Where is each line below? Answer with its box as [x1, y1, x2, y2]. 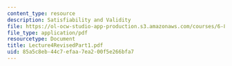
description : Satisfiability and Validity [7, 16, 131, 23]
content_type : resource [7, 10, 76, 17]
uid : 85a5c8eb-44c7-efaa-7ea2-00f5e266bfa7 [7, 49, 135, 56]
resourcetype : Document [7, 36, 76, 43]
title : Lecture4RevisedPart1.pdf [7, 42, 104, 49]
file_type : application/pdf [7, 29, 88, 36]
